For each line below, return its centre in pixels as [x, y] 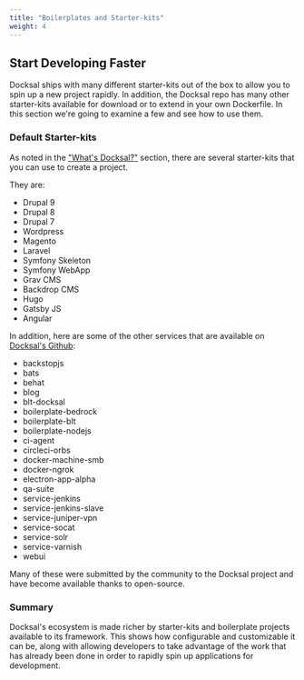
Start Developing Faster [78, 63]
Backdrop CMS [51, 289]
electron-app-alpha [59, 479]
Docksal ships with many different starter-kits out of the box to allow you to [150, 85]
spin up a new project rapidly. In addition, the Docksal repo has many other [150, 95]
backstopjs [43, 363]
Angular [37, 318]
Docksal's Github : [42, 345]
